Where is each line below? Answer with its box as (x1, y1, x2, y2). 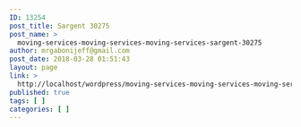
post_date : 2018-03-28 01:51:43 (9, 55, 130, 63)
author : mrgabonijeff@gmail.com (9, 47, 130, 55)
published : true (9, 88, 70, 97)
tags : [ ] (9, 96, 47, 106)
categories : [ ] (9, 105, 70, 114)
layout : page (9, 63, 58, 72)
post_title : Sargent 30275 (9, 21, 110, 30)
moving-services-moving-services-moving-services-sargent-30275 (17, 38, 262, 47)
